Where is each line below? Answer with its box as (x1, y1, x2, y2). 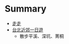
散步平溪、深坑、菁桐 (19, 33, 64, 39)
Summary (5, 3, 46, 15)
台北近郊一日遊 (12, 26, 43, 33)
